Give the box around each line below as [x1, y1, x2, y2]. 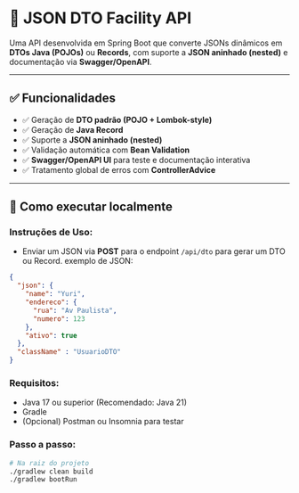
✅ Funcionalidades [9, 91, 117, 106]
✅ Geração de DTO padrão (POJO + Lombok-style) [21, 114, 213, 125]
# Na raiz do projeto [9, 458, 90, 467]
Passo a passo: [9, 439, 77, 451]
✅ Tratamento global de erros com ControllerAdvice [21, 164, 216, 175]
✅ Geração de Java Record [21, 124, 124, 135]
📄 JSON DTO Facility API [9, 8, 192, 29]
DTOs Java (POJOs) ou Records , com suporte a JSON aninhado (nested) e [9, 46, 288, 57]
